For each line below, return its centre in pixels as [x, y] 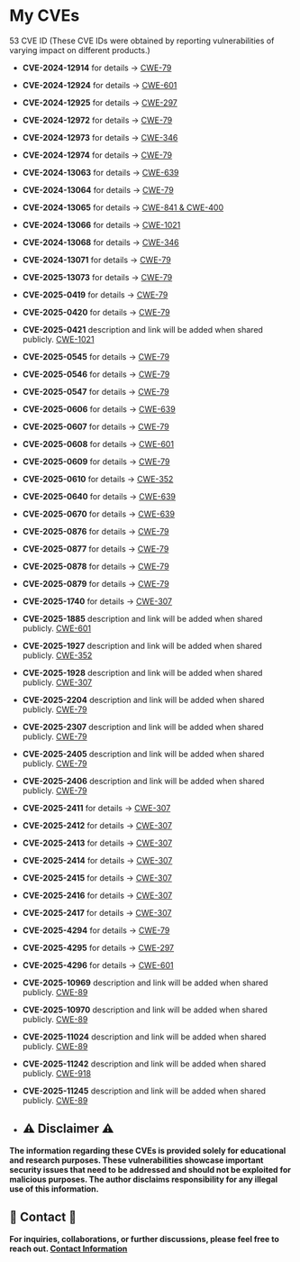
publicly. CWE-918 [57, 1073]
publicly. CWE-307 [57, 682]
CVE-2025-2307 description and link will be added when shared [143, 727]
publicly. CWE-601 [57, 628]
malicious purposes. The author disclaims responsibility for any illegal [144, 1179]
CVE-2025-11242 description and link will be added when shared [144, 1064]
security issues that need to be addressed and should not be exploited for [150, 1169]
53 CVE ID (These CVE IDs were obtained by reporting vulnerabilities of [142, 41]
